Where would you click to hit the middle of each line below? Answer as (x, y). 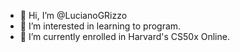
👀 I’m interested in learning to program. (100, 26)
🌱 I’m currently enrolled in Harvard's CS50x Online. (124, 36)
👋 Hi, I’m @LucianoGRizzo (73, 15)
